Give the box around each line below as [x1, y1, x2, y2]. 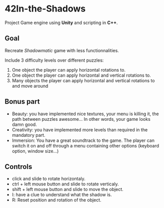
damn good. [11, 121, 37, 127]
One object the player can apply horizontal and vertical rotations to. [11, 72, 151, 78]
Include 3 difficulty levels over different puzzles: [4, 57, 104, 63]
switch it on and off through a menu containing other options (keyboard [11, 142, 159, 148]
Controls [4, 162, 32, 171]
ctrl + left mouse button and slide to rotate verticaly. [11, 181, 119, 187]
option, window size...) [11, 148, 59, 154]
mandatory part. [11, 132, 45, 138]
